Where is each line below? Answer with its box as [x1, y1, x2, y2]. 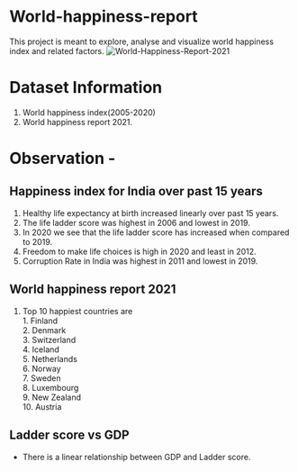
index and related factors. [9, 45, 105, 56]
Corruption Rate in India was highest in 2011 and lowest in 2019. [22, 255, 258, 267]
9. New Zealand [22, 392, 82, 403]
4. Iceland [22, 344, 60, 355]
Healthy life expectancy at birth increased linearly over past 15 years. [22, 207, 279, 218]
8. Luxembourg [22, 382, 79, 393]
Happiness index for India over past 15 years [9, 184, 264, 199]
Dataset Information [9, 77, 163, 98]
